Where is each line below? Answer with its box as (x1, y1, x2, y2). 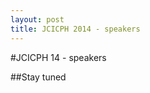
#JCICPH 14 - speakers (10, 51, 107, 63)
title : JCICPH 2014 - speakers (10, 24, 141, 34)
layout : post (10, 14, 65, 25)
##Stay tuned (10, 71, 67, 83)
